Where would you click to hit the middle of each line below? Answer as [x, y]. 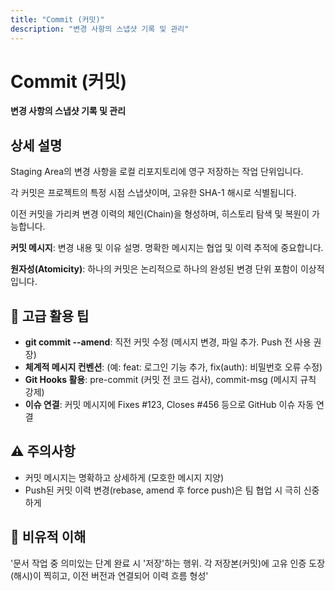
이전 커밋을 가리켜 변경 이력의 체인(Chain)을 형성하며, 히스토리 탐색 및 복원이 [160, 214]
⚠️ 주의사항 [43, 451]
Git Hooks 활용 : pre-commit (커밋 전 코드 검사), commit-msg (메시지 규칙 [170, 380]
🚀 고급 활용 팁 [50, 316]
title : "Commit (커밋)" [57, 19]
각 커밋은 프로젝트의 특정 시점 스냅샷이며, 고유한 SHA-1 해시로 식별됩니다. [153, 193]
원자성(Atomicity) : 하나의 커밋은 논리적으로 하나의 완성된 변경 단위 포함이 [154, 269]
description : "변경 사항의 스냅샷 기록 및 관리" [100, 29]
